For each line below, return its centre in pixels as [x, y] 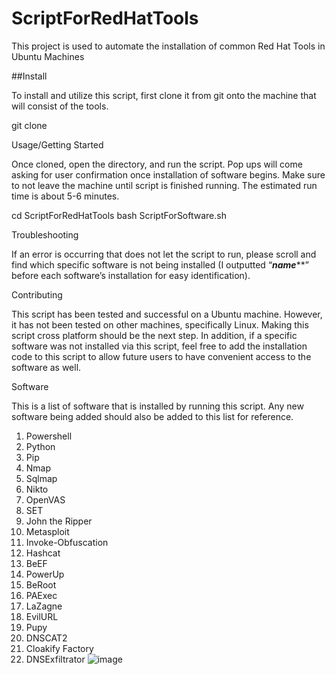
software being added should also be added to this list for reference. [152, 416]
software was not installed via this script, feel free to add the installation [159, 346]
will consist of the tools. [60, 106]
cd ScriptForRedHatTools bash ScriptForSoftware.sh [119, 215]
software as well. [46, 367]
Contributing [37, 294]
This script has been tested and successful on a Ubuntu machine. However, [167, 314]
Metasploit [47, 531]
